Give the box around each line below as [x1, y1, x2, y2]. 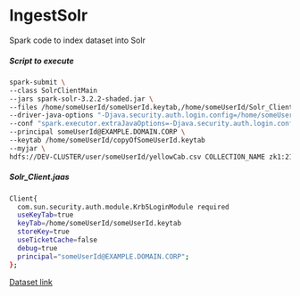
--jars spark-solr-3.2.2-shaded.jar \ [9, 95, 154, 103]
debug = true [17, 243, 58, 252]
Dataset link [9, 276, 54, 287]
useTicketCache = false [17, 235, 98, 244]
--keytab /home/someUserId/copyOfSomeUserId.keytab [9, 136, 205, 145]
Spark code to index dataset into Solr [9, 35, 146, 45]
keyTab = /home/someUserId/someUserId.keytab [17, 219, 181, 228]
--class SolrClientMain [9, 86, 98, 95]
